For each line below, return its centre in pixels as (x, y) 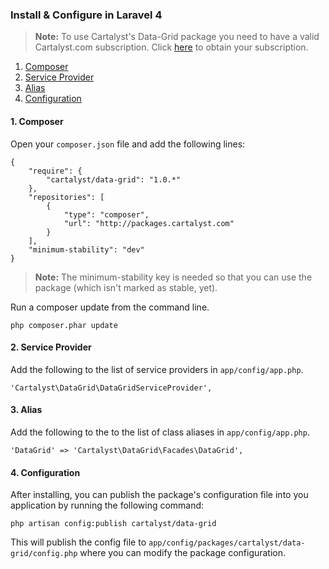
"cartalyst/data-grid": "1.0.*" (114, 179)
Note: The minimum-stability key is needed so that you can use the (173, 277)
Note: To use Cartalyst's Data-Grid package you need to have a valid (177, 37)
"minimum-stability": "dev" (86, 249)
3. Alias (26, 410)
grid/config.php (44, 554)
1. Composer (37, 121)
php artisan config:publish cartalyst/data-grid (113, 524)
